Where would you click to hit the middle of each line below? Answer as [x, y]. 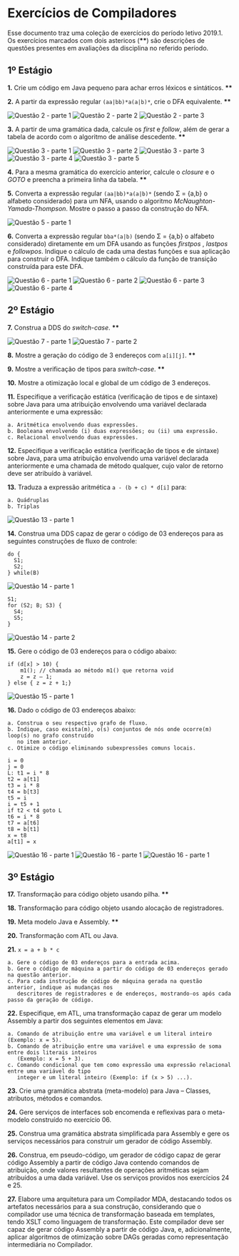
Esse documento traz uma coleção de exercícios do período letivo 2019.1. [115, 33]
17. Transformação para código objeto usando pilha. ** [88, 894]
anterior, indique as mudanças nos [60, 988]
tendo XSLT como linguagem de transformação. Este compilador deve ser [116, 1222]
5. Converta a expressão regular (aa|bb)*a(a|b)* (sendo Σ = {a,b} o [108, 193]
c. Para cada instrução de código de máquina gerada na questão [105, 981]
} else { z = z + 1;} [40, 683]
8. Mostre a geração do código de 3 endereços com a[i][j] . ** [102, 355]
